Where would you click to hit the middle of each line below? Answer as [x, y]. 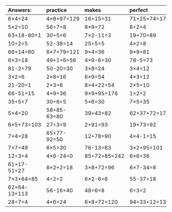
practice [56, 10]
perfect [139, 10]
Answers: [20, 10]
